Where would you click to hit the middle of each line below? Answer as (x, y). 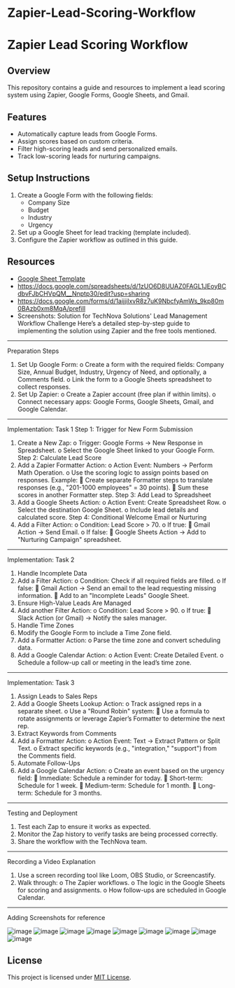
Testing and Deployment (43, 813)
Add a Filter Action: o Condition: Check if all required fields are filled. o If (122, 580)
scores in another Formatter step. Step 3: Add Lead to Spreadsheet (114, 494)
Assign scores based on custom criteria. (76, 141)
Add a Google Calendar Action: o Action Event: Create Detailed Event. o (120, 655)
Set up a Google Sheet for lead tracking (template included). (104, 232)
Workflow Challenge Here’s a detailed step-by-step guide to (104, 323)
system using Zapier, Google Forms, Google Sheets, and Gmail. (98, 95)
